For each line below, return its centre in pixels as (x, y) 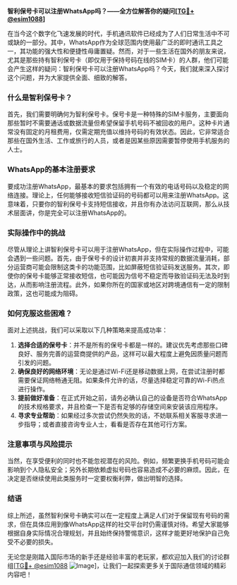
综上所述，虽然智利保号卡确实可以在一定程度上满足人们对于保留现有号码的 (115, 515)
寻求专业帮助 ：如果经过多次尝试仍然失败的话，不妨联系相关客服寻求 (116, 416)
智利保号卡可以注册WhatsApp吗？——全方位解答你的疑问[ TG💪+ (101, 11)
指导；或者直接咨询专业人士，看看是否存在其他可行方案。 (107, 424)
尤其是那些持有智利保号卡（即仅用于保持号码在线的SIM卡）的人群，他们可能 (118, 60)
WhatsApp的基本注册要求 (51, 170)
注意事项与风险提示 (40, 445)
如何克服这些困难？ (40, 313)
